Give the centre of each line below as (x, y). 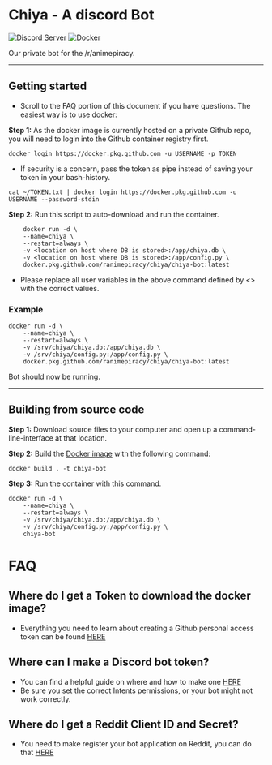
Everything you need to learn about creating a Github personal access (137, 628)
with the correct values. (59, 288)
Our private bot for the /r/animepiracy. (72, 53)
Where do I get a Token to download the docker (130, 596)
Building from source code (76, 410)
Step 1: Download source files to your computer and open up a (113, 429)
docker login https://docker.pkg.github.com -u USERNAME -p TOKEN (123, 153)
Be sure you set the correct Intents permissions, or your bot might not (136, 690)
